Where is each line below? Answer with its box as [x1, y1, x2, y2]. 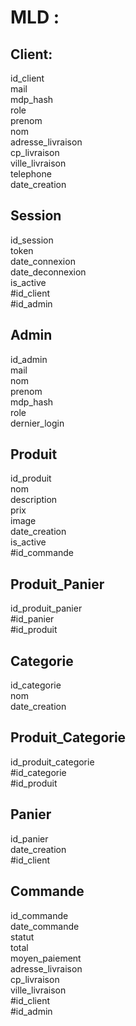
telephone [10, 168, 52, 180]
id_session [10, 234, 54, 246]
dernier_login [10, 417, 65, 429]
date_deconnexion [10, 266, 87, 278]
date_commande [10, 920, 80, 932]
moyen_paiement [10, 952, 82, 964]
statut [10, 931, 35, 943]
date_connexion [10, 255, 76, 267]
